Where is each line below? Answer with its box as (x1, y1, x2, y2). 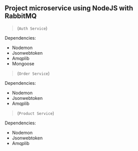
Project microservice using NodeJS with (5, 4, 133, 13)
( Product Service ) (17, 110, 55, 116)
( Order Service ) (17, 70, 50, 76)
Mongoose (12, 60, 35, 67)
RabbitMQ (5, 12, 37, 21)
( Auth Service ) (17, 25, 48, 31)
